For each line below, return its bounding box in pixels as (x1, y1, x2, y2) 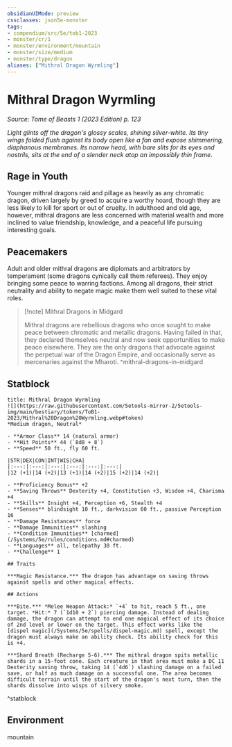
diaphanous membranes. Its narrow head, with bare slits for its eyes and (7, 143, 215, 151)
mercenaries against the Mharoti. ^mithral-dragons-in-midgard (24, 358, 204, 366)
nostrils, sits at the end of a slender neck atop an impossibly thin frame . (7, 150, 213, 158)
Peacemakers (7, 246, 68, 258)
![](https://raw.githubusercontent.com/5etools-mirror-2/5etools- (7, 402, 203, 409)
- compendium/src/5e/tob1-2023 (7, 29, 98, 37)
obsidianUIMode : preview (7, 10, 79, 17)
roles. (7, 294, 24, 302)
